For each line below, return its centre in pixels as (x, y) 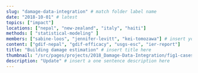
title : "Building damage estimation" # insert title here (79, 50)
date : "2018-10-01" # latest (42, 17)
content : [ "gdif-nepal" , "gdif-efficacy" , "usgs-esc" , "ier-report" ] (93, 45)
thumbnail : (19, 55)
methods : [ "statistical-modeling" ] (52, 34)
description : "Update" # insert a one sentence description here (88, 61)
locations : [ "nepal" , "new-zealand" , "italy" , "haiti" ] (76, 28)
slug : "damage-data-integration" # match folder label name (82, 11)
